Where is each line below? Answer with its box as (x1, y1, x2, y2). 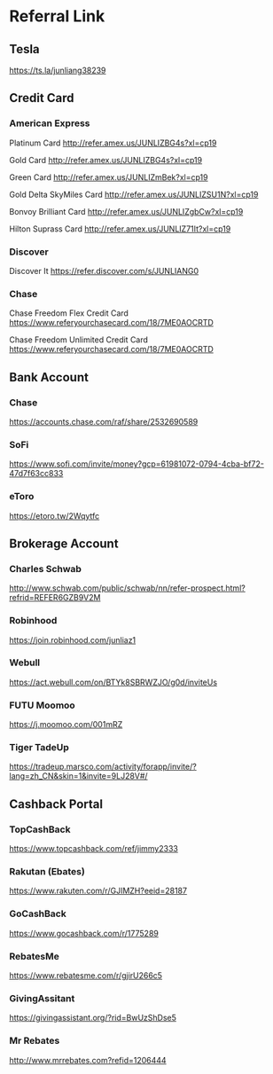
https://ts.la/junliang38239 (9, 65, 106, 75)
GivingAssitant (9, 992, 75, 1004)
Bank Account (9, 370, 89, 385)
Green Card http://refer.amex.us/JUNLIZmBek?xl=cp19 (9, 171, 208, 183)
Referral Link (9, 6, 105, 27)
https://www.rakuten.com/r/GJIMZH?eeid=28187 (9, 885, 188, 897)
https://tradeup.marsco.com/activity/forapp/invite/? (9, 761, 197, 772)
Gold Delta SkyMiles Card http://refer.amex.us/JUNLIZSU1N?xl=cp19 (9, 189, 259, 200)
